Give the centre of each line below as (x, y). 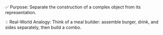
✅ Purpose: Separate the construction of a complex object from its (73, 7)
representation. (20, 12)
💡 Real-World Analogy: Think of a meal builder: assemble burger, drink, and (82, 22)
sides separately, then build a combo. (43, 27)
